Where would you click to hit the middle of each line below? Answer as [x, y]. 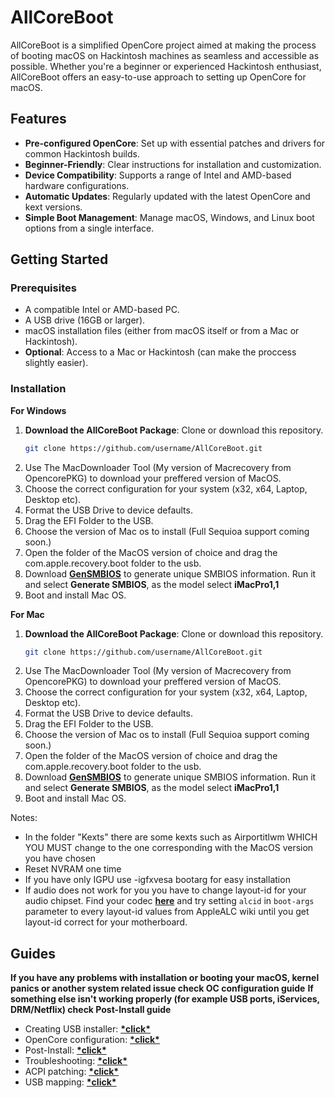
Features [38, 119]
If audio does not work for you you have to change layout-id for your [165, 890]
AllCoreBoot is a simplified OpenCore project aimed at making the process [163, 45]
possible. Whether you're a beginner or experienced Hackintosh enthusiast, [166, 66]
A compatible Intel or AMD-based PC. [102, 310]
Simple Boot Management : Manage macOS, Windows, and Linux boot [169, 217]
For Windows [38, 410]
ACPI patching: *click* [72, 1072]
